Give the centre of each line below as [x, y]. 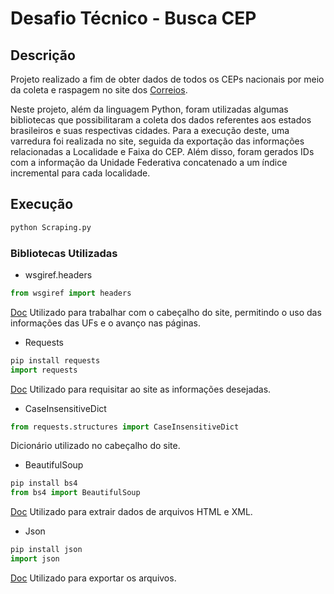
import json [35, 559]
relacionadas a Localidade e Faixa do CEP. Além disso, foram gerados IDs [162, 151]
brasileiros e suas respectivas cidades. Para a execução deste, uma [150, 130]
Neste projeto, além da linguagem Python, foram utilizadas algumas [149, 109]
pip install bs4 [44, 483]
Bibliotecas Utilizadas [64, 253]
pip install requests [55, 360]
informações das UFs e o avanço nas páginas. [106, 323]
